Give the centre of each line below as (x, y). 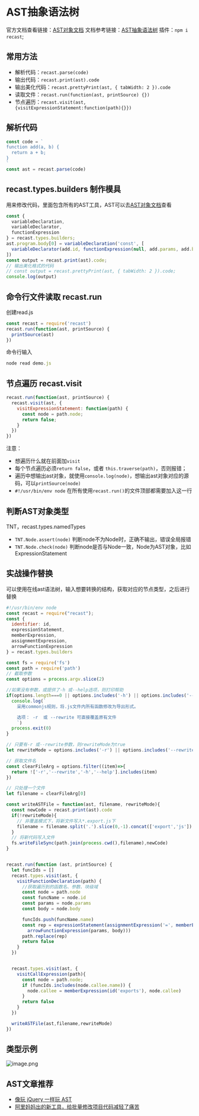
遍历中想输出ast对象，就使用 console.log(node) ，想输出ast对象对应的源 (102, 476)
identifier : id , (31, 624)
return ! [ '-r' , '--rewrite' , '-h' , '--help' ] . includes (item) (85, 772)
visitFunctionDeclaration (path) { (59, 881)
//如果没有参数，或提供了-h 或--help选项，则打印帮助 (65, 690)
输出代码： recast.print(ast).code (57, 79)
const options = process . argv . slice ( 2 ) (55, 679)
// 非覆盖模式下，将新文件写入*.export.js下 (66, 821)
